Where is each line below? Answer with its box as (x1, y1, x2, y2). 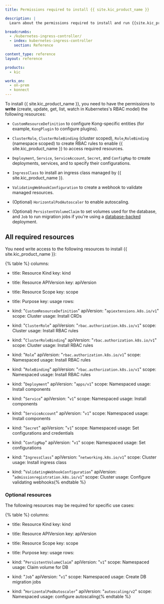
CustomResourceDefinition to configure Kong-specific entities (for (12, 121, 144, 126)
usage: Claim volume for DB (12, 564, 68, 570)
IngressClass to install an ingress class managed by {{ (12, 170, 122, 176)
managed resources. (12, 190, 54, 195)
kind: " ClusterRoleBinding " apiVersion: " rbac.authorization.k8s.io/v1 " (12, 337, 157, 343)
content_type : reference (5, 52, 56, 57)
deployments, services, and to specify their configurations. (12, 161, 131, 166)
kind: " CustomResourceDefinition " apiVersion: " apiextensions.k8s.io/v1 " (12, 308, 159, 314)
